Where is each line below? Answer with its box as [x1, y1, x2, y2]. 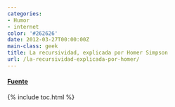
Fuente [7, 78, 28, 86]
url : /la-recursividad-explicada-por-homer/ [7, 56, 140, 63]
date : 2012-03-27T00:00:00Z [7, 36, 90, 43]
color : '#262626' [7, 29, 58, 37]
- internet [7, 23, 39, 30]
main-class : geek [7, 43, 58, 50]
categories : [7, 10, 42, 17]
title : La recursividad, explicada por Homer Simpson [7, 50, 169, 57]
